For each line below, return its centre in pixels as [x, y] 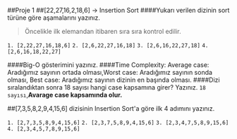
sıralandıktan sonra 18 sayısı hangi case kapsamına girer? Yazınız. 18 [107, 87]
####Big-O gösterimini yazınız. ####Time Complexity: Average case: [108, 65]
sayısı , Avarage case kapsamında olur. [65, 95]
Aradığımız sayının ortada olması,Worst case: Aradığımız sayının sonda [110, 72]
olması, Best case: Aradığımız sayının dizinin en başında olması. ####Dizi [114, 80]
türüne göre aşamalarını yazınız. [54, 18]
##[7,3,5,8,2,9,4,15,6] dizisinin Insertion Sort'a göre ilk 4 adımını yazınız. [111, 108]
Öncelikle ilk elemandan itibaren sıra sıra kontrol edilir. [103, 31]
